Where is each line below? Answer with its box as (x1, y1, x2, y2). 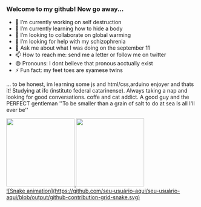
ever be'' (6, 107, 28, 114)
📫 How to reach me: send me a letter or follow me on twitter (15, 51, 166, 59)
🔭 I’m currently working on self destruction (15, 19, 122, 26)
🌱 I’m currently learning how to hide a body (15, 25, 123, 32)
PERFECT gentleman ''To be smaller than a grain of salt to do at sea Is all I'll (6, 100, 195, 107)
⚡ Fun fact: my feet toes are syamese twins (15, 67, 123, 74)
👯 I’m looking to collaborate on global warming (15, 31, 131, 39)
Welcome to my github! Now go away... (6, 5, 124, 13)
